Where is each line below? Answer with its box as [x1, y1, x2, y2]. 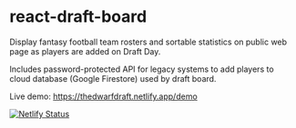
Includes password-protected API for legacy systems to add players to [9, 64, 275, 74]
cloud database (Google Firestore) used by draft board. [9, 73, 217, 84]
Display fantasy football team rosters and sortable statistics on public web [9, 36, 288, 47]
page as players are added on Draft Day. [9, 45, 161, 56]
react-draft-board [9, 6, 148, 27]
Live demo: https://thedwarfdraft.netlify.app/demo [9, 91, 198, 102]
